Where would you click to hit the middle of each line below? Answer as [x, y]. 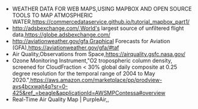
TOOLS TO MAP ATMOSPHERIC [52, 15]
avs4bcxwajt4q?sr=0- [40, 86]
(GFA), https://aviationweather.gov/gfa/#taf [65, 47]
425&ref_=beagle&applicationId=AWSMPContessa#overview [89, 93]
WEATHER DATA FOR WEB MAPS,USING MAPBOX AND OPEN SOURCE [102, 9]
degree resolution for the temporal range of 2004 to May [84, 73]
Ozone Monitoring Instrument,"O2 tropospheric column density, [92, 61]
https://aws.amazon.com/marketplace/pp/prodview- [96, 80]
